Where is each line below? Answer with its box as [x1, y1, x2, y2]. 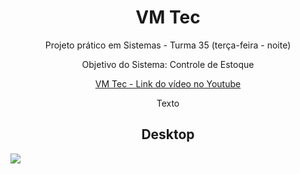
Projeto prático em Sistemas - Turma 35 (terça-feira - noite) [44, 39, 292, 51]
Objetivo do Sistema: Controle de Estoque [81, 58, 255, 70]
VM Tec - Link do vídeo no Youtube [94, 77, 242, 90]
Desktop [141, 126, 195, 143]
